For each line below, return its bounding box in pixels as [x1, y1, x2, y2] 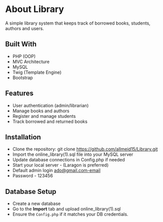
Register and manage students [12, 113, 76, 119]
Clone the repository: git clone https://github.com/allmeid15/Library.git [12, 146, 158, 152]
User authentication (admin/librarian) [12, 102, 89, 108]
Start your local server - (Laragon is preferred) [12, 162, 109, 168]
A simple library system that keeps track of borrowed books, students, [5, 20, 150, 26]
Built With [5, 40, 37, 49]
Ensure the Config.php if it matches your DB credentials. [12, 211, 129, 217]
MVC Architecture [12, 59, 50, 65]
